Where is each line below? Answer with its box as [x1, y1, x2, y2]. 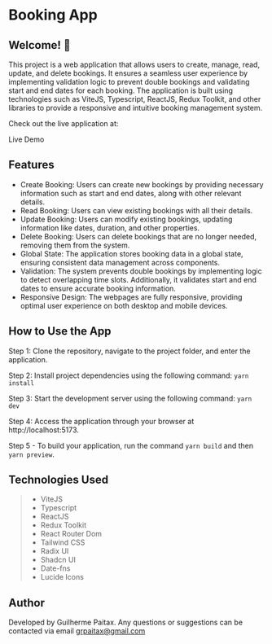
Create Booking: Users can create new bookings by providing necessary [20, 179, 264, 189]
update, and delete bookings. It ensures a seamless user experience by [8, 68, 248, 78]
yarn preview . [8, 449, 55, 459]
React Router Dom [40, 529, 103, 539]
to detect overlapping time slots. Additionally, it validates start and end [20, 274, 257, 284]
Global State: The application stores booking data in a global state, [20, 248, 243, 258]
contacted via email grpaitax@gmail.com [8, 626, 146, 636]
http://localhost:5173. [8, 425, 80, 435]
